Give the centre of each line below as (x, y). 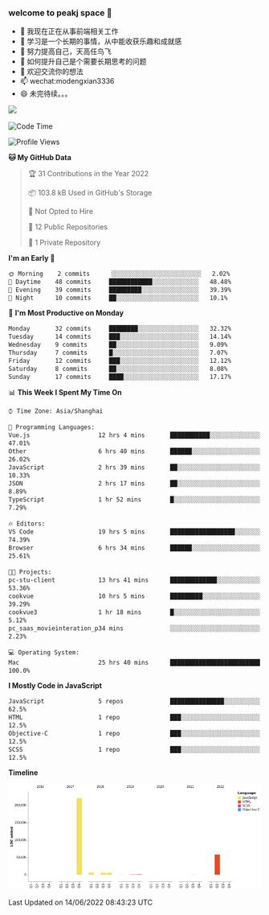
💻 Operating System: (44, 653)
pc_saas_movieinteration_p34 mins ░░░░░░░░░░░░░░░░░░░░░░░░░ (134, 629)
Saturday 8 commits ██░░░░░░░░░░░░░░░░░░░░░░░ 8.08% (118, 369)
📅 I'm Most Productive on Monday (66, 313)
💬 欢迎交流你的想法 (51, 72)
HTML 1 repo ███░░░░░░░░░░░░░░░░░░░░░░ (134, 718)
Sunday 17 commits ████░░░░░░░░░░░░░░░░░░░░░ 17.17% (120, 377)
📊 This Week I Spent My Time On (65, 393)
